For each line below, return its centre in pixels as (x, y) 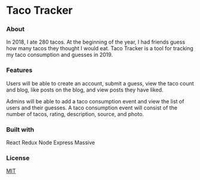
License (18, 158)
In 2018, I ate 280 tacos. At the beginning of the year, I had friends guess (96, 42)
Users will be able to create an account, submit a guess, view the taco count (100, 83)
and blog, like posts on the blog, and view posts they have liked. (85, 90)
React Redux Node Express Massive (51, 143)
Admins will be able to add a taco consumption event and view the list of (95, 101)
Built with (20, 129)
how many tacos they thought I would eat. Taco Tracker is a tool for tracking (100, 48)
